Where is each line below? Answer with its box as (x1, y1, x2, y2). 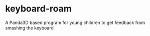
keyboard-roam (5, 3, 72, 14)
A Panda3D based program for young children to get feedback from (5, 19, 145, 25)
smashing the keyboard (5, 24, 54, 30)
